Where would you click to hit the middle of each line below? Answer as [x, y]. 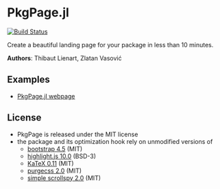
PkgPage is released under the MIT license [77, 134]
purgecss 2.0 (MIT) [54, 171]
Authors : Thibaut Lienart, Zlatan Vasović [64, 58]
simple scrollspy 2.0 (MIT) [64, 178]
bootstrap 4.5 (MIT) [55, 149]
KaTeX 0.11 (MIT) [50, 163]
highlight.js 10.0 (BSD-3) [62, 156]
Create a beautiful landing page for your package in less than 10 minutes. [110, 45]
